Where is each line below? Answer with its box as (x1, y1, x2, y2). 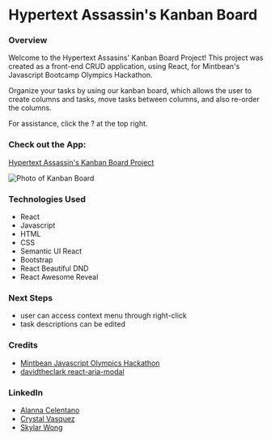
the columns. (8, 103, 52, 113)
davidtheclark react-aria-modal (19, 366, 125, 376)
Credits (8, 340, 38, 351)
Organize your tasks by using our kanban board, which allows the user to (8, 86, 252, 96)
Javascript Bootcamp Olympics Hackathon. (8, 70, 153, 80)
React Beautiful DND (19, 263, 89, 273)
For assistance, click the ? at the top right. (8, 119, 148, 129)
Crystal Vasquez (19, 413, 75, 423)
